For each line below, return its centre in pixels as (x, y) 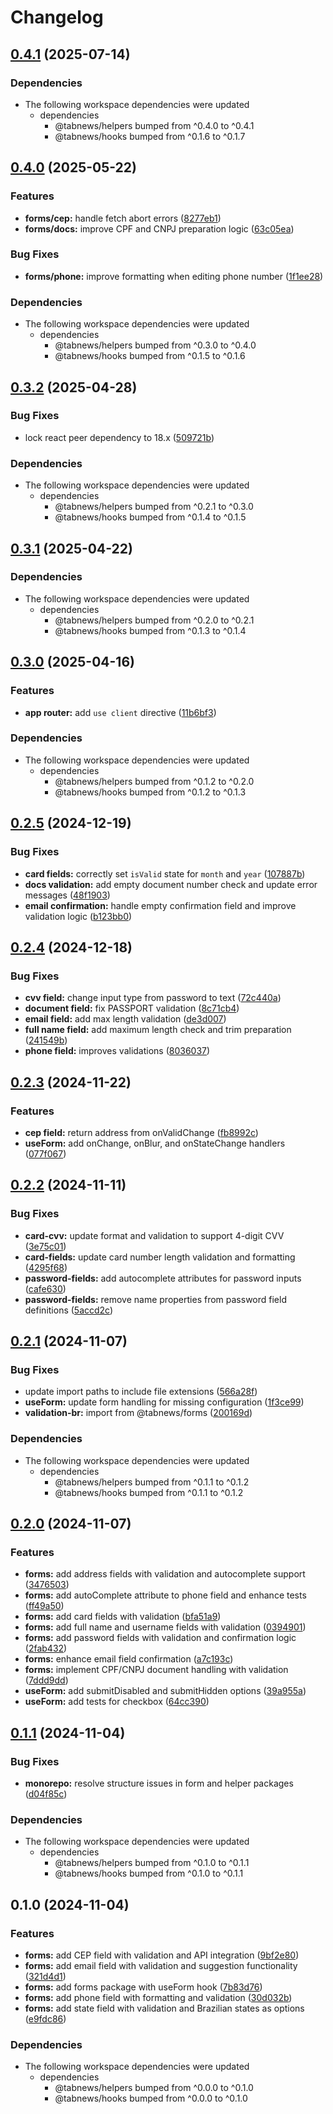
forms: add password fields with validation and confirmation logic (160, 1638)
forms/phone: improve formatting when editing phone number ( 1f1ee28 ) (174, 276)
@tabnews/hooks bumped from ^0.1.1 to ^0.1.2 (149, 1492)
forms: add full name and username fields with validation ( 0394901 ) (165, 1627)
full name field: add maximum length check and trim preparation (158, 1030)
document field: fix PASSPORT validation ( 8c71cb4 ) (132, 1008)
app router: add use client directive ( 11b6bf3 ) (120, 712)
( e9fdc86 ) (45, 2018)
